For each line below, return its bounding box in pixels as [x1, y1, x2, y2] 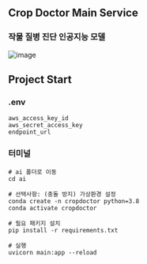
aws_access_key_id [8, 115, 69, 123]
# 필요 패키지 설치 [8, 219, 61, 228]
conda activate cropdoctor [8, 204, 97, 212]
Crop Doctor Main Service [8, 6, 138, 20]
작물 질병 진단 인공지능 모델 [8, 32, 106, 43]
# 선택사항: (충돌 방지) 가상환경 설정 [8, 190, 116, 198]
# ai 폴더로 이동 [8, 168, 57, 176]
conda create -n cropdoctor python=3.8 [8, 197, 140, 205]
